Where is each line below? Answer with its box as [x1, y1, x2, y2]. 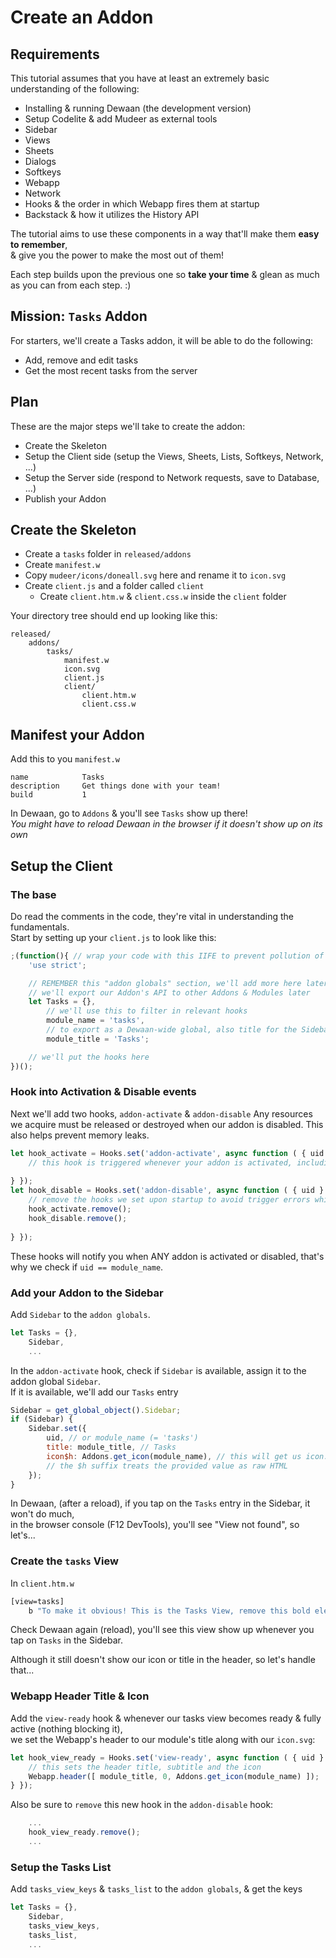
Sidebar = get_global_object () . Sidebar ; [10, 1405, 182, 1415]
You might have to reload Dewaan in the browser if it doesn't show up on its [10, 818, 323, 830]
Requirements [10, 46, 100, 63]
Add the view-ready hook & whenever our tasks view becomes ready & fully [10, 1712, 322, 1724]
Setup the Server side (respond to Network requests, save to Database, [24, 471, 320, 483]
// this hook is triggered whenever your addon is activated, [28, 1157, 293, 1168]
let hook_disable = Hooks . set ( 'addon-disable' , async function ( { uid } [10, 1186, 325, 1196]
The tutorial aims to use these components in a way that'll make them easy [10, 228, 320, 240]
